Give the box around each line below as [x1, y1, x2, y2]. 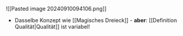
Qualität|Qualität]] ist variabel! [14, 23, 90, 30]
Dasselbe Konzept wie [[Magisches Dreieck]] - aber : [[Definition [14, 17, 177, 23]
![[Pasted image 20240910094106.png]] [6, 5, 107, 12]
